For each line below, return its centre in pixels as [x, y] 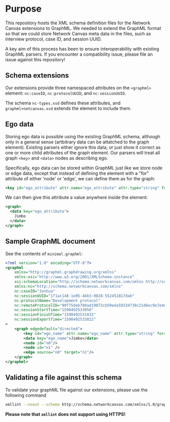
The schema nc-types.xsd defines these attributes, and [63, 103]
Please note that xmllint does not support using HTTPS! [66, 414]
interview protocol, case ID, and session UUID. [54, 39]
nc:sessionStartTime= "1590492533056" [54, 310]
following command [26, 395]
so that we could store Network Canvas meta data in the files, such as [78, 33]
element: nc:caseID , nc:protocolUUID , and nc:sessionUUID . [66, 93]
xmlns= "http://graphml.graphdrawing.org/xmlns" [65, 272]
